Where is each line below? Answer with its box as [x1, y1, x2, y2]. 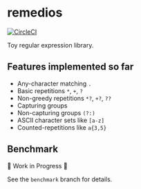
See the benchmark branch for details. [7, 175, 113, 183]
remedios [7, 5, 63, 21]
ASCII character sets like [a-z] [17, 116, 105, 124]
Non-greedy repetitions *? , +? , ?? [17, 94, 112, 102]
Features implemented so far [7, 61, 134, 73]
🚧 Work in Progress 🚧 [7, 161, 68, 170]
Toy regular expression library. [7, 41, 94, 49]
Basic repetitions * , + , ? [17, 86, 83, 94]
